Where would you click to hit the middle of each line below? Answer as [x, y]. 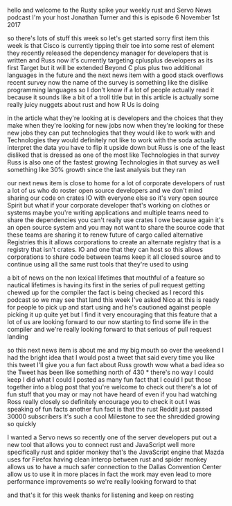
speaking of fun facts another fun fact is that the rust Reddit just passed [110, 409]
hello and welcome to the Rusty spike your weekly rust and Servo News [109, 10]
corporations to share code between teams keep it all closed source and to [114, 257]
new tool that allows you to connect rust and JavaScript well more [101, 445]
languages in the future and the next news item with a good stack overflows [115, 75]
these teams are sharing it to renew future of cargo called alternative [105, 235]
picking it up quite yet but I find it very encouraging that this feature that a [112, 314]
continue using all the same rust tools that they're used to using [98, 264]
